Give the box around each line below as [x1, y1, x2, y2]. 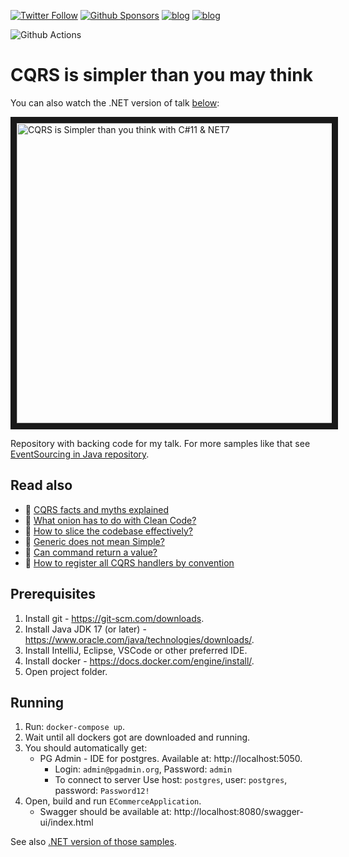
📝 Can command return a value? [24, 546, 158, 558]
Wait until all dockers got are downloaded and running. [24, 731, 251, 744]
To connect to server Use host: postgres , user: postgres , [54, 774, 288, 786]
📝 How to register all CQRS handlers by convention [24, 556, 235, 569]
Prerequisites [10, 586, 96, 603]
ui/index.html [39, 816, 94, 829]
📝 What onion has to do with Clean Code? [24, 514, 197, 526]
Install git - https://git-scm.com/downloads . [24, 612, 205, 624]
